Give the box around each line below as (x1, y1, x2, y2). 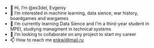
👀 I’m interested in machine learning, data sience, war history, (10, 10, 138, 16)
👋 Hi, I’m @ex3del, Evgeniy (10, 5, 67, 10)
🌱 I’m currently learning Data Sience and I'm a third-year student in (10, 20, 149, 26)
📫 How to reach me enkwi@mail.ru (10, 37, 84, 42)
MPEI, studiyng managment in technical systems (10, 26, 111, 32)
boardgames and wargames (10, 15, 69, 21)
